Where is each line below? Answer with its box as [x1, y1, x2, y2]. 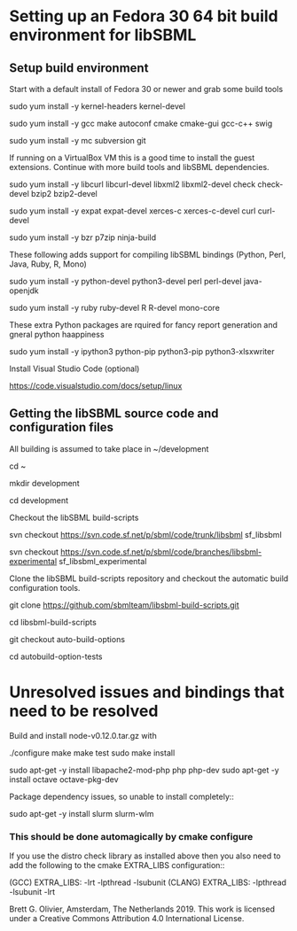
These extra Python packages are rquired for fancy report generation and [9, 320, 277, 330]
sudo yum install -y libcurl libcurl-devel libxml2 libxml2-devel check [9, 179, 256, 190]
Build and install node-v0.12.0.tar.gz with [9, 730, 157, 741]
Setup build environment [9, 60, 149, 75]
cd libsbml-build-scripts [9, 617, 98, 627]
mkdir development [9, 477, 80, 488]
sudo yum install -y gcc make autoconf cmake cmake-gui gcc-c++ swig [9, 118, 273, 128]
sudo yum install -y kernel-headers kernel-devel [9, 101, 186, 112]
